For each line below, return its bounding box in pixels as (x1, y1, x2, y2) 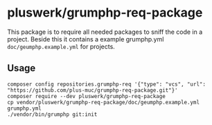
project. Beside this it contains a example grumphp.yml (7, 35, 164, 43)
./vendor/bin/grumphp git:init (7, 110, 98, 118)
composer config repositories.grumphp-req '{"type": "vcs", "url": (7, 81, 206, 88)
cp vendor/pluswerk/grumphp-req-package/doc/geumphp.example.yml (7, 99, 200, 106)
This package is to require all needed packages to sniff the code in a (7, 28, 203, 36)
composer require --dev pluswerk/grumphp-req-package (7, 93, 166, 99)
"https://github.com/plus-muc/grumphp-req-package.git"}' (7, 86, 178, 94)
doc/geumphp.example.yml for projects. (7, 42, 116, 50)
